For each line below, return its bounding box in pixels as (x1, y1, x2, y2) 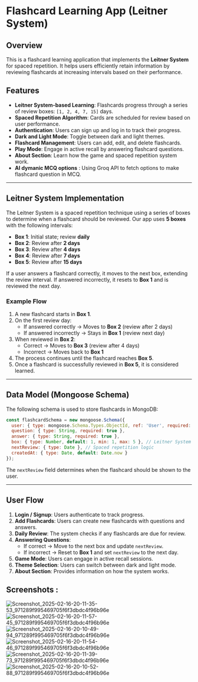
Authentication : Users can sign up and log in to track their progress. (14, 126, 181, 134)
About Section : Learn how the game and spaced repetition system (14, 152, 177, 159)
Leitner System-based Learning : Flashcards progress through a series (14, 101, 188, 108)
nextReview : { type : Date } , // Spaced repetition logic (11, 445, 154, 451)
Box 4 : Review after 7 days (14, 252, 81, 259)
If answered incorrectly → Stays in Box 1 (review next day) (23, 329, 165, 336)
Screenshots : (6, 584, 59, 594)
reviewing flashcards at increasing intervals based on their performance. (6, 69, 183, 75)
